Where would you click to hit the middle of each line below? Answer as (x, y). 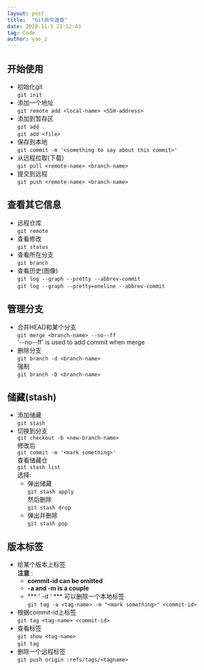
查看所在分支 (35, 254)
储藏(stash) (32, 397)
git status (33, 247)
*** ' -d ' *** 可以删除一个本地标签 (76, 596)
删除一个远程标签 (41, 651)
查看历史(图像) (37, 270)
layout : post (26, 13)
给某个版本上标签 (41, 565)
